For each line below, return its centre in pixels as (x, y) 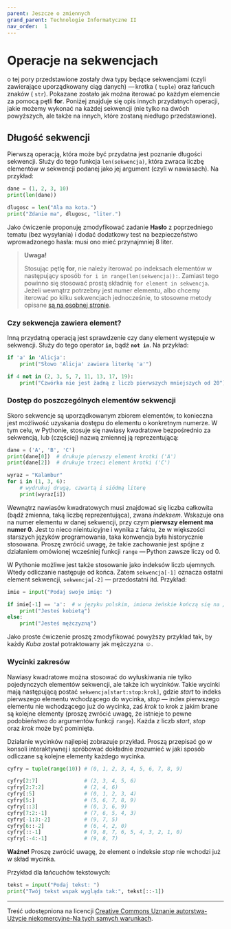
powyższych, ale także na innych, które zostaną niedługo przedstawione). (112, 116)
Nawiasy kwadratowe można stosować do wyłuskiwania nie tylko (100, 677)
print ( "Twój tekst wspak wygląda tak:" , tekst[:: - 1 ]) (86, 892)
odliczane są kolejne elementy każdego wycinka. (76, 756)
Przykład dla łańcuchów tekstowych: (59, 873)
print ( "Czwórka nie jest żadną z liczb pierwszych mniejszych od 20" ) (123, 383)
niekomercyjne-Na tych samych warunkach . (91, 918)
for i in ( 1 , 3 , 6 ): (37, 482)
